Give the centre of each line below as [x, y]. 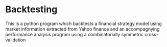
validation [16, 40]
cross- [152, 34]
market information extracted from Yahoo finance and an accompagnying [82, 29]
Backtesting [31, 9]
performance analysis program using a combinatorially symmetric [75, 34]
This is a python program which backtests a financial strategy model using [83, 24]
